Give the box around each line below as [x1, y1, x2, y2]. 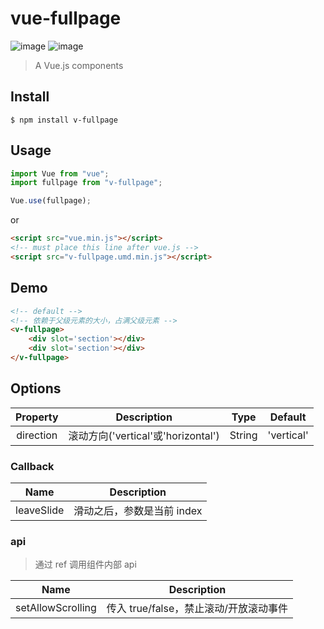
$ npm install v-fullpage [10, 115, 118, 125]
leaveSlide [15, 503, 65, 517]
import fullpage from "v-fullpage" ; [10, 178, 163, 188]
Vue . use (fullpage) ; [10, 196, 92, 206]
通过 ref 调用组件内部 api [34, 558, 137, 571]
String [229, 428, 258, 442]
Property [15, 410, 59, 424]
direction [16, 428, 58, 442]
